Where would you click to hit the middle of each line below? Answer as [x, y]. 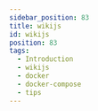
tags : [19, 51]
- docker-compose [49, 84]
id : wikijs [29, 34]
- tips [29, 92]
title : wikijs [36, 26]
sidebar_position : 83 [49, 17]
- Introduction [45, 59]
